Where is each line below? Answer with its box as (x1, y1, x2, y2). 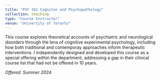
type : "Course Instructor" (5, 16, 60, 21)
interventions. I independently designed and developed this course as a (5, 50, 149, 56)
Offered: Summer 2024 (5, 69, 52, 76)
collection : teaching (5, 12, 49, 17)
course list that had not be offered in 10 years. (5, 60, 98, 66)
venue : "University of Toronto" (5, 20, 71, 26)
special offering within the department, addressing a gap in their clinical (5, 55, 150, 61)
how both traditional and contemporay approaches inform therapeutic (5, 44, 145, 50)
